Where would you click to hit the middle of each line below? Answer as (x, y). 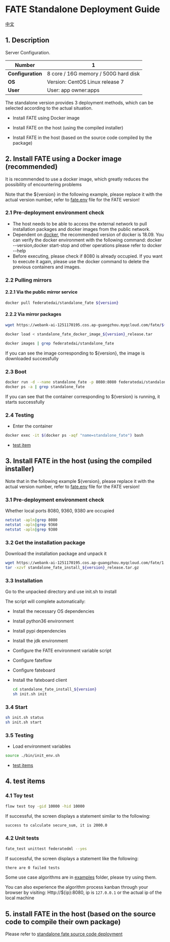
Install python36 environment (43, 621)
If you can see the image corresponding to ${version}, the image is (75, 353)
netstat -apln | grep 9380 (31, 529)
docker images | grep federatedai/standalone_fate (60, 343)
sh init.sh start (24, 722)
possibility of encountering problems (44, 184)
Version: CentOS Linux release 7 (86, 82)
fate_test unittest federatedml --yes (46, 849)
